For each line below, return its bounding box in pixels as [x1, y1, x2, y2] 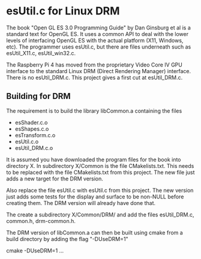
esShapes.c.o [14, 125, 49, 132]
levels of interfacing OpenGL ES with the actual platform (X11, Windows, [6, 37, 184, 44]
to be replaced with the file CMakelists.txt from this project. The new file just [6, 168, 195, 176]
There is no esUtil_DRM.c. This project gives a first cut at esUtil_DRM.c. [6, 74, 183, 81]
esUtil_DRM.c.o [14, 144, 53, 151]
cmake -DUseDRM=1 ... [6, 247, 64, 254]
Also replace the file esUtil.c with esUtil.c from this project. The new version [6, 186, 194, 194]
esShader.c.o [14, 119, 48, 126]
